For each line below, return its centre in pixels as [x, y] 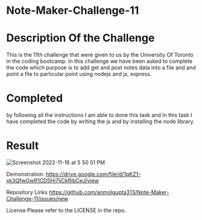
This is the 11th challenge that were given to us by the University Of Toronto [100, 55]
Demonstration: [25, 174]
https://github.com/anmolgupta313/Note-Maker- [109, 192]
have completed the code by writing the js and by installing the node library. [100, 122]
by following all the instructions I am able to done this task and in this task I [99, 115]
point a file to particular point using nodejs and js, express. [79, 74]
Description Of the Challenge [80, 38]
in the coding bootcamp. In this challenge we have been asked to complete [99, 61]
